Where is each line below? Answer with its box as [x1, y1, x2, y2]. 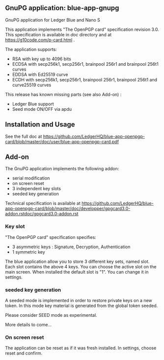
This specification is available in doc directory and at [5, 31, 112, 37]
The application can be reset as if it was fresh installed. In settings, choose [5, 345, 157, 351]
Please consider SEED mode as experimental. [5, 312, 97, 318]
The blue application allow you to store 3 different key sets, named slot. [5, 258, 150, 264]
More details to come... [5, 322, 52, 328]
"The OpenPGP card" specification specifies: [5, 234, 97, 240]
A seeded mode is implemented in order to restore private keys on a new [5, 298, 152, 304]
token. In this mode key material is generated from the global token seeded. [5, 303, 158, 309]
